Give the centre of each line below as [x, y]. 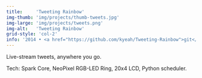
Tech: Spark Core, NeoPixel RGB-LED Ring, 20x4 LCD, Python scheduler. [97, 68]
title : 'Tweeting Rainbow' [45, 12]
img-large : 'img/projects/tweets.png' [55, 23]
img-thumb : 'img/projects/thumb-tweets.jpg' [63, 17]
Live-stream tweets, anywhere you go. [54, 57]
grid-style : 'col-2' [32, 34]
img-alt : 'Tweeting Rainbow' [45, 28]
